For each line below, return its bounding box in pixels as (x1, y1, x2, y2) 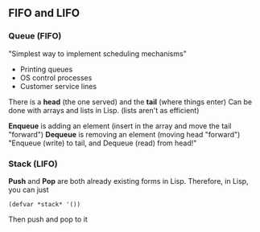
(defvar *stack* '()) (8, 200, 81, 208)
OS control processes (19, 72, 93, 83)
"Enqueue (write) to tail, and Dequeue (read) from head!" (8, 138, 197, 148)
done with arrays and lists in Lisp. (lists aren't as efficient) (8, 105, 200, 115)
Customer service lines (19, 81, 97, 91)
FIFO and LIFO (8, 6, 80, 20)
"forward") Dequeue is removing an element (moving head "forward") (8, 129, 241, 139)
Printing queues (19, 64, 73, 74)
